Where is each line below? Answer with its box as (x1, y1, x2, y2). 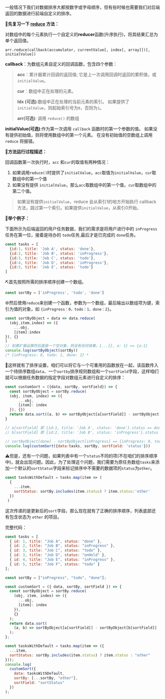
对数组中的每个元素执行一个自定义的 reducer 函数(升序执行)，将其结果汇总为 (5, 32, 158, 37)
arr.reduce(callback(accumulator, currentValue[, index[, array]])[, (5, 47, 151, 52)
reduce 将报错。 (5, 138, 37, 144)
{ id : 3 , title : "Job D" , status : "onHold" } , (9, 552, 107, 558)
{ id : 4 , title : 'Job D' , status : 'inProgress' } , (9, 260, 109, 265)
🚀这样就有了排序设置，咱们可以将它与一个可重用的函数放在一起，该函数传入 (5, 362, 159, 368)
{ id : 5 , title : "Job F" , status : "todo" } (9, 562, 100, 567)
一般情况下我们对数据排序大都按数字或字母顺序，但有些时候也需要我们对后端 (5, 4, 160, 10)
